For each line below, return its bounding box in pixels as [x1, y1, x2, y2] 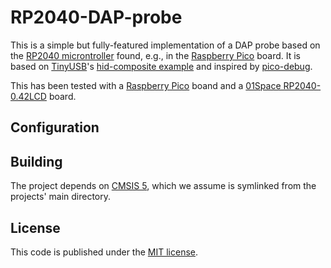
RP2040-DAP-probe [10, 6, 183, 29]
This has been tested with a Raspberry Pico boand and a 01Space [10, 79, 282, 91]
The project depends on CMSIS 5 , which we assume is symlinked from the [10, 180, 317, 192]
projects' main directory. [10, 191, 112, 203]
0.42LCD [10, 90, 47, 102]
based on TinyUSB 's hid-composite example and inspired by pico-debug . [10, 60, 313, 72]
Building [10, 153, 63, 170]
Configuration [10, 119, 100, 136]
